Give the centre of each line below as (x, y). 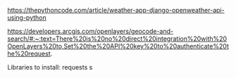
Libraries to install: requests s (50, 67)
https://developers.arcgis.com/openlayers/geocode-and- (91, 31)
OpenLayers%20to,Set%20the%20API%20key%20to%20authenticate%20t (118, 46)
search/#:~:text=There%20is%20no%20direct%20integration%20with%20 (117, 39)
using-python (27, 18)
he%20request (29, 53)
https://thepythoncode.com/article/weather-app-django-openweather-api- (116, 10)
